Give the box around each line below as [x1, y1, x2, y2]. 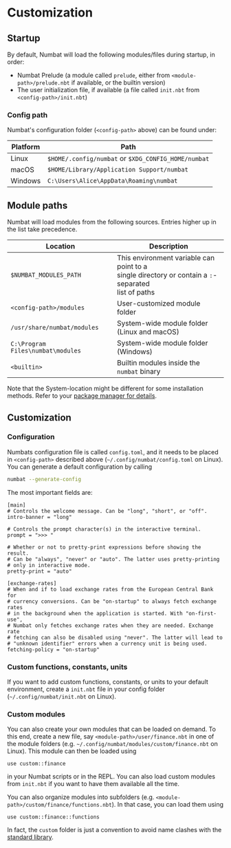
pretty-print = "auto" [7, 568, 72, 575]
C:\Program [10, 340, 46, 348]
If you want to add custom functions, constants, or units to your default [7, 677, 208, 686]
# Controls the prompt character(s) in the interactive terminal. [7, 525, 201, 533]
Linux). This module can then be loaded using [7, 747, 137, 755]
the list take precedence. [7, 225, 78, 233]
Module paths [7, 200, 68, 211]
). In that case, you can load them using [111, 801, 224, 809]
